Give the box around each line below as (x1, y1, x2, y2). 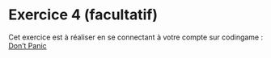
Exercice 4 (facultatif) (8, 6, 158, 24)
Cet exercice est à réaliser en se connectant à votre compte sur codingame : (8, 32, 264, 42)
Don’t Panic (8, 40, 47, 50)
